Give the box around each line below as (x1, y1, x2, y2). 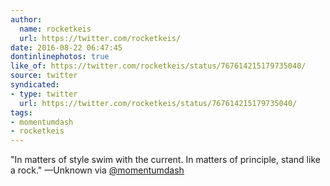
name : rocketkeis (19, 24, 92, 34)
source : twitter (10, 71, 78, 81)
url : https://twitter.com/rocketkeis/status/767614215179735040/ (19, 98, 298, 108)
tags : (10, 107, 33, 118)
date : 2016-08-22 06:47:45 (10, 42, 123, 53)
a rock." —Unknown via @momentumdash (10, 164, 185, 176)
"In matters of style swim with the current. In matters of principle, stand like (10, 154, 321, 166)
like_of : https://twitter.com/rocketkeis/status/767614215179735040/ (10, 61, 307, 71)
